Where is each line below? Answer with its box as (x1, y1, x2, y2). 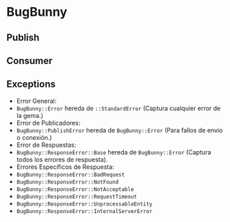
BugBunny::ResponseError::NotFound (16, 179, 119, 185)
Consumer (6, 54, 53, 66)
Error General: (16, 97, 56, 105)
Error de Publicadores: (16, 119, 81, 127)
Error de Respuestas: (16, 141, 76, 149)
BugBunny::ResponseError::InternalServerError (16, 208, 153, 214)
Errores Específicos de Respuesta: (16, 163, 114, 171)
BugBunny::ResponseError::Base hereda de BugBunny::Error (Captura (16, 148, 211, 156)
